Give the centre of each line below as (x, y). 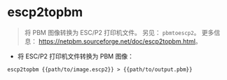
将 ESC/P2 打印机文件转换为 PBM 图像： (76, 56)
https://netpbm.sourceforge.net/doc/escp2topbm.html (117, 41)
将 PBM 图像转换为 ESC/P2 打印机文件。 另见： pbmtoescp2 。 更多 (119, 32)
